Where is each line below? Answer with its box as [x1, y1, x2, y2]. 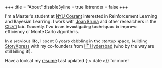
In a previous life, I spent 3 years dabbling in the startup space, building [5, 38, 147, 44]
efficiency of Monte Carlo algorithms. [5, 29, 79, 34]
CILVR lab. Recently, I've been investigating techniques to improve [5, 24, 137, 29]
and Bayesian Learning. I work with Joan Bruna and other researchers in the [5, 19, 157, 24]
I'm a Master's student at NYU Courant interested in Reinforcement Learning [5, 14, 157, 19]
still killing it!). [5, 48, 32, 54]
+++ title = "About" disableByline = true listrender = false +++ [5, 4, 128, 10]
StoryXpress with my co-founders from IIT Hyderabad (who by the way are [5, 43, 155, 49]
